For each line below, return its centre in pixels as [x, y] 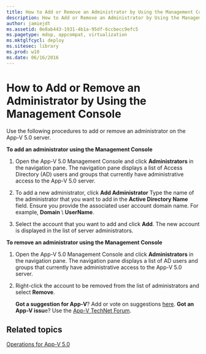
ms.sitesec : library [33, 47]
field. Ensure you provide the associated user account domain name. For [107, 205]
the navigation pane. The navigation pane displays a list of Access [99, 168]
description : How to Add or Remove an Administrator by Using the [93, 18]
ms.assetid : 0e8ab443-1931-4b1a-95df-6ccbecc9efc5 [72, 29]
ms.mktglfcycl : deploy [35, 40]
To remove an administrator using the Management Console [84, 242]
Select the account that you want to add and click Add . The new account [107, 224]
